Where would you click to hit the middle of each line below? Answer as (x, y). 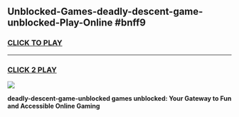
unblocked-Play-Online (60, 23)
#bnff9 (130, 23)
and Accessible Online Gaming (54, 106)
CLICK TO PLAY (35, 43)
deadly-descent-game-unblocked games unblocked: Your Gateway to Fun (119, 98)
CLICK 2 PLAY (32, 69)
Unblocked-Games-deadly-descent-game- (105, 12)
